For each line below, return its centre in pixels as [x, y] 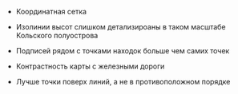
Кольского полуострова [57, 35]
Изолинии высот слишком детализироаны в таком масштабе [121, 27]
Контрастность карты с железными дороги [90, 66]
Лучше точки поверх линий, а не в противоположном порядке [123, 82]
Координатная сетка [51, 12]
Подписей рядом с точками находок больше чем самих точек [123, 51]
